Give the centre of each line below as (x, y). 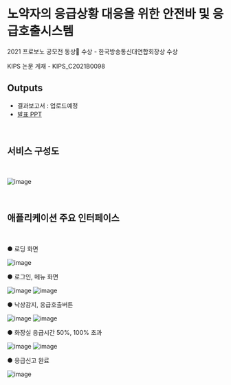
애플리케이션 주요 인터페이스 (64, 218)
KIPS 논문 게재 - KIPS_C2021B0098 (56, 66)
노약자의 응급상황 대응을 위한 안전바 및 (109, 14)
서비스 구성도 (33, 151)
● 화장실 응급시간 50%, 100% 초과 (55, 333)
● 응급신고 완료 (28, 360)
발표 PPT (30, 114)
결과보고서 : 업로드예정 (47, 105)
